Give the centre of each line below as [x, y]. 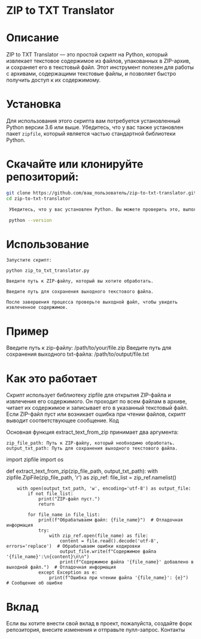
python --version [30, 220]
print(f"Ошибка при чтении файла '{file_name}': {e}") [118, 578]
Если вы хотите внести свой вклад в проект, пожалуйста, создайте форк [99, 623]
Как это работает [52, 378]
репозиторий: [42, 177]
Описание [33, 38]
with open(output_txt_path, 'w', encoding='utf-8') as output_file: [104, 489]
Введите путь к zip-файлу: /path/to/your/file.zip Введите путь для [89, 348]
